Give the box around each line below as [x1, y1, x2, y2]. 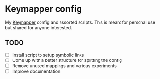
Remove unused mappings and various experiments [12, 62, 117, 69]
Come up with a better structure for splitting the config [12, 57, 122, 63]
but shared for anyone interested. [5, 24, 72, 30]
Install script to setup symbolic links [12, 52, 84, 58]
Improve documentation [12, 68, 60, 74]
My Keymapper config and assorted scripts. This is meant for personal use [5, 20, 155, 25]
